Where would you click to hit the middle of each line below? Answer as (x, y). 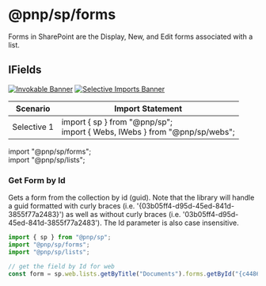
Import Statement (148, 109)
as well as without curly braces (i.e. (123, 215)
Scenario (33, 109)
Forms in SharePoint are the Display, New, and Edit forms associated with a (131, 36)
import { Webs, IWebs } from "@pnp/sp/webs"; (148, 132)
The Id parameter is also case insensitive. (171, 223)
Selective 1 (33, 127)
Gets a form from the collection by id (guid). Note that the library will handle (131, 198)
